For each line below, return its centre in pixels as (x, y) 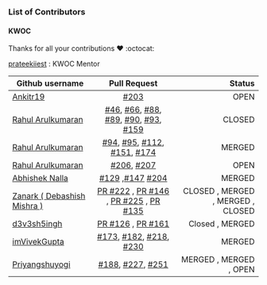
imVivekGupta (39, 242)
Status (242, 83)
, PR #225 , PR (133, 201)
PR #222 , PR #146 (133, 191)
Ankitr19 (29, 97)
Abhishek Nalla (41, 179)
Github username (50, 83)
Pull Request (133, 83)
